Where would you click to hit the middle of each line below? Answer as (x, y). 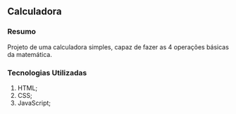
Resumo (22, 32)
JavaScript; (34, 103)
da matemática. (30, 54)
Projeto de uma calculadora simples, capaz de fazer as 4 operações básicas (118, 47)
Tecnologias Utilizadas (47, 72)
